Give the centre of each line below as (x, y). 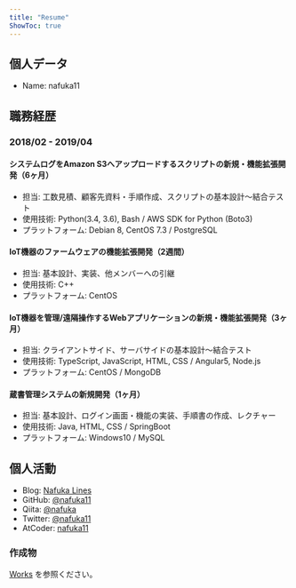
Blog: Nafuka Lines (56, 490)
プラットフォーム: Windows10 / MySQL (93, 438)
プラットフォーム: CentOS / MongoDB (92, 372)
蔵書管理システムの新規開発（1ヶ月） (77, 394)
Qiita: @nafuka (49, 509)
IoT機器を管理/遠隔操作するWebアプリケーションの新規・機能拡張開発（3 (144, 317)
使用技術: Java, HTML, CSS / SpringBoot (96, 426)
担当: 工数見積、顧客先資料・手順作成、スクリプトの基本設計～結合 (145, 196)
